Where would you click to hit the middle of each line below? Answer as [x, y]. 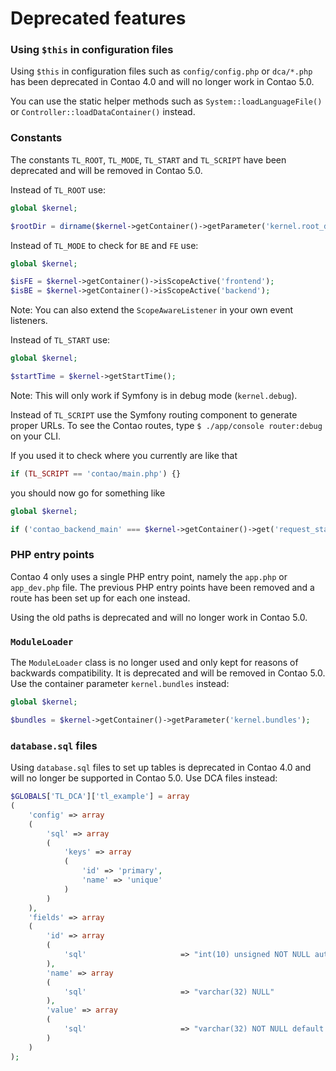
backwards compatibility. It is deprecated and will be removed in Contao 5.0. [168, 673]
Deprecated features [98, 18]
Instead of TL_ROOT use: [58, 189]
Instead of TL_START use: [60, 340]
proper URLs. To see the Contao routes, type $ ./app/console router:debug [166, 425]
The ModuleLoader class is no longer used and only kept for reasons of [154, 663]
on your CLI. [36, 436]
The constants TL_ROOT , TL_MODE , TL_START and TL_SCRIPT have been [148, 159]
